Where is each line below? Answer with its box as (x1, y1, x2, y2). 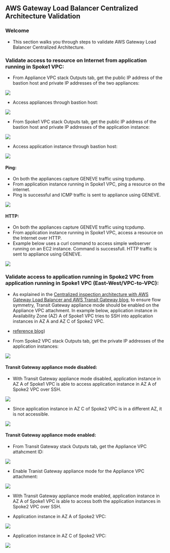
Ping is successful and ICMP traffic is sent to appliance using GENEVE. (12, 192, 161, 198)
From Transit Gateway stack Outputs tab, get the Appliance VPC (12, 444, 147, 450)
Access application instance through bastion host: (12, 143, 118, 149)
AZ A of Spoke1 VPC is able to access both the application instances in (12, 498, 161, 504)
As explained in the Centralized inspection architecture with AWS (12, 291, 149, 297)
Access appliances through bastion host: (12, 99, 98, 105)
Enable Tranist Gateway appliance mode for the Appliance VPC (12, 468, 145, 474)
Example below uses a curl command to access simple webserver (12, 240, 151, 246)
